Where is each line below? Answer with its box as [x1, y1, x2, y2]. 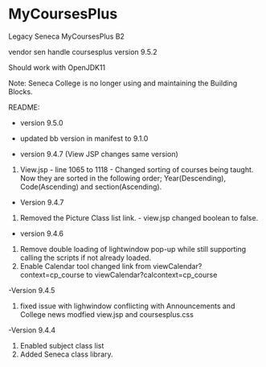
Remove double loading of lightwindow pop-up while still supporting [19, 244, 247, 254]
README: [8, 102, 40, 112]
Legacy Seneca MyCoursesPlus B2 [8, 31, 125, 41]
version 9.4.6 [19, 229, 64, 238]
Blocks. [8, 86, 34, 97]
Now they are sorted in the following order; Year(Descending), [19, 173, 227, 183]
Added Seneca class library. [19, 349, 114, 359]
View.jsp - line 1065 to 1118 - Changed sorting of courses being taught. [19, 164, 254, 174]
